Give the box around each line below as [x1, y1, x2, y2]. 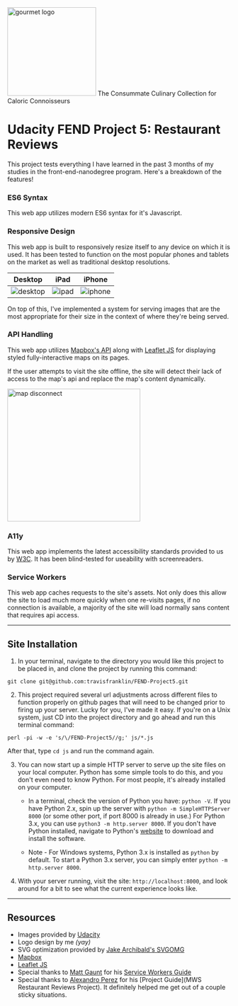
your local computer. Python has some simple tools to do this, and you [17, 768, 223, 777]
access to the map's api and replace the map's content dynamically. [7, 375, 206, 383]
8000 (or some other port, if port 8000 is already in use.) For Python [28, 812, 225, 821]
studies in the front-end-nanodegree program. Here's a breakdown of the [7, 167, 222, 176]
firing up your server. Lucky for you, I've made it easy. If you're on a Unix [17, 706, 231, 714]
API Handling [7, 329, 53, 339]
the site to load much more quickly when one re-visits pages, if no [7, 596, 200, 605]
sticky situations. [17, 990, 67, 999]
